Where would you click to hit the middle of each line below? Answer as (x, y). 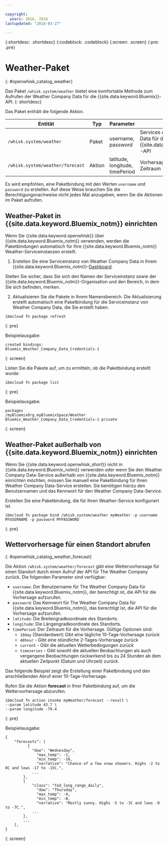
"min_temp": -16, (54, 759)
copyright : (16, 14)
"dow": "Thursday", (57, 790)
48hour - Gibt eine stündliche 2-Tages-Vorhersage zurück (79, 640)
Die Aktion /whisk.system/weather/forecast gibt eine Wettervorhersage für (82, 566)
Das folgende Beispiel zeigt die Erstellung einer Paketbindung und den (77, 671)
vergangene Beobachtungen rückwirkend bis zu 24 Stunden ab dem (90, 656)
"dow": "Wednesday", (53, 750)
